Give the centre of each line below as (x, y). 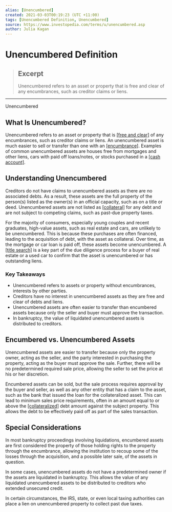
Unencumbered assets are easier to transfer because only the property (80, 352)
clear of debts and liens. (38, 302)
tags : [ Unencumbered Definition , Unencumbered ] (57, 20)
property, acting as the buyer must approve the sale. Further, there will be (83, 363)
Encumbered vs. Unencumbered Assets (70, 340)
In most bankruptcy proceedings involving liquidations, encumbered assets (84, 440)
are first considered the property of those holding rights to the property (81, 445)
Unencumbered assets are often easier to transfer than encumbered (85, 307)
